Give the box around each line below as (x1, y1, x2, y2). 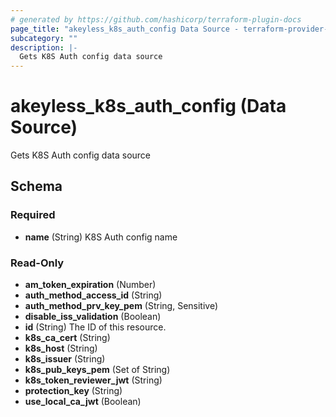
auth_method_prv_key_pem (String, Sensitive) (24, 300, 219, 312)
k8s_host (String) (24, 342, 98, 355)
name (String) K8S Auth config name (24, 231, 178, 243)
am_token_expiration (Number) (24, 279, 157, 291)
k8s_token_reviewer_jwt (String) (24, 374, 163, 386)
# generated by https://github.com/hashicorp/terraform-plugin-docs (10, 14, 302, 25)
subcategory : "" (10, 33, 78, 43)
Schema (10, 178, 63, 195)
